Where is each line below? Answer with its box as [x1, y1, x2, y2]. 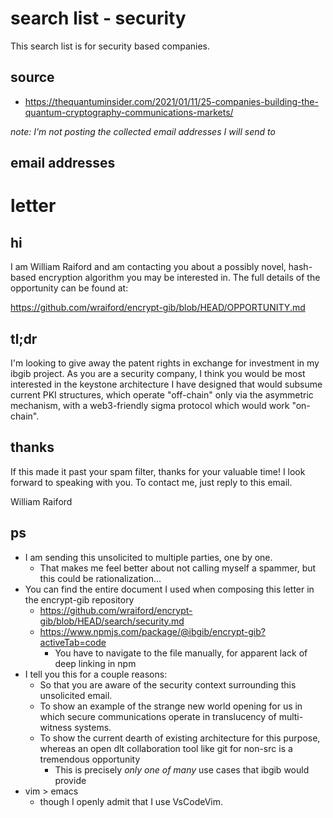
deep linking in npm [54, 657, 137, 669]
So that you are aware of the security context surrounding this [39, 678, 297, 691]
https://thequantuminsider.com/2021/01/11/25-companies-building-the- [24, 95, 319, 107]
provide [54, 774, 87, 786]
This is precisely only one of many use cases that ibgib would [54, 763, 310, 776]
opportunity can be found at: [10, 282, 129, 294]
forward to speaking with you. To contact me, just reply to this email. [10, 476, 293, 488]
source [10, 69, 55, 86]
